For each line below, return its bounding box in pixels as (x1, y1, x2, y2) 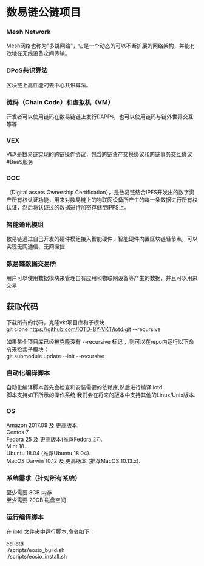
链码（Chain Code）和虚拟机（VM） (6, 98, 114, 106)
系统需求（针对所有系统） (6, 474, 81, 482)
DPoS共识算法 (6, 66, 48, 75)
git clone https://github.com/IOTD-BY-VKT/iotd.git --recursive (6, 326, 161, 333)
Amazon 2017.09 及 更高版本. (6, 421, 79, 429)
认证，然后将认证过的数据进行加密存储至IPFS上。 (6, 203, 129, 211)
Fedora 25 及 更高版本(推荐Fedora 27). (6, 435, 103, 443)
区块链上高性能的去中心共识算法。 (6, 81, 92, 89)
